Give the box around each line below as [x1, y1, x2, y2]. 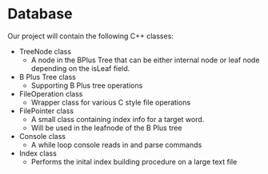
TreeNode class [18, 46, 72, 56]
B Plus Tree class [18, 72, 77, 81]
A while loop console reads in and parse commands [30, 140, 202, 149]
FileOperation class [18, 89, 83, 98]
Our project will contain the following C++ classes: [7, 31, 174, 41]
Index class [18, 148, 57, 158]
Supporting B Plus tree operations [30, 81, 143, 90]
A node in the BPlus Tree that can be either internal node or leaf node [30, 55, 260, 65]
